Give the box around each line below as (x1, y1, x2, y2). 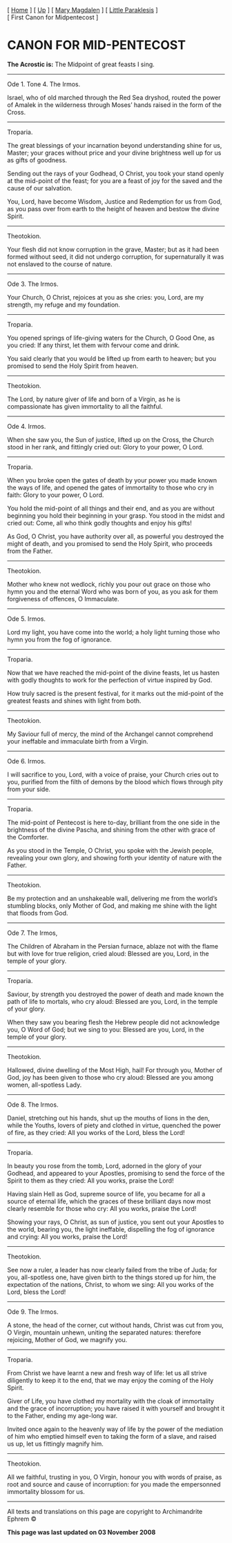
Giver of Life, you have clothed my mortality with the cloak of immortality (7, 1397, 214, 1405)
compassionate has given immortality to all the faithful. (7, 402, 163, 410)
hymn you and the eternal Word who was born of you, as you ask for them (7, 587, 219, 596)
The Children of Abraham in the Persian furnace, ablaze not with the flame (7, 942, 219, 950)
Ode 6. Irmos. (7, 757, 46, 765)
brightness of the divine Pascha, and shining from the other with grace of (7, 825, 215, 834)
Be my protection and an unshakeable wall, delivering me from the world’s (7, 894, 217, 902)
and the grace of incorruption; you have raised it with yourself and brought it (7, 1404, 225, 1413)
